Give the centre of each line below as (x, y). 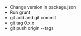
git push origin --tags (32, 28)
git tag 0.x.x (22, 23)
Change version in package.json (43, 7)
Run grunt (20, 12)
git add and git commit (33, 18)
